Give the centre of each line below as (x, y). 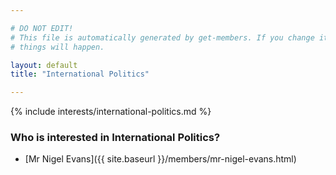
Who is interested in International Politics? (115, 138)
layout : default (44, 65)
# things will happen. (57, 47)
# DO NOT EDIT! (42, 28)
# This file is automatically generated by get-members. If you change (162, 37)
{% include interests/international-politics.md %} (111, 112)
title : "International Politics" (80, 74)
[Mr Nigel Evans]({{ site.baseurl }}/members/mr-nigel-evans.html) (160, 159)
